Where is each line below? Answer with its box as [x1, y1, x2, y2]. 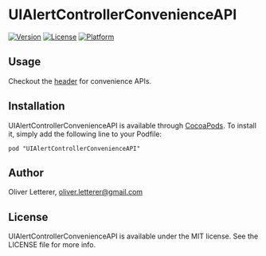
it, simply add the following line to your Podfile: [8, 129, 162, 139]
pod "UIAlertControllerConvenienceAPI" [8, 144, 141, 152]
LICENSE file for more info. [8, 240, 96, 250]
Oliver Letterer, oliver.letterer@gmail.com [8, 187, 143, 197]
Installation [8, 100, 65, 113]
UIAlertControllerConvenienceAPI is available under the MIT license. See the [8, 231, 259, 241]
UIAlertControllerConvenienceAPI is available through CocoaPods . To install [8, 120, 257, 130]
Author [8, 166, 44, 179]
